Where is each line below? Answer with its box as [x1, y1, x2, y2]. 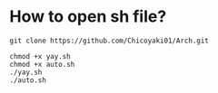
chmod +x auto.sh [9, 60, 75, 69]
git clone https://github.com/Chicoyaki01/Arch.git [9, 36, 209, 45]
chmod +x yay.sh [9, 51, 71, 60]
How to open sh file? [9, 6, 167, 27]
